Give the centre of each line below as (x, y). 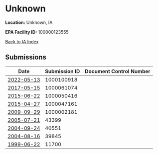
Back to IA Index (22, 41)
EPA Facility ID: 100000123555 (37, 32)
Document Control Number (117, 71)
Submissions (26, 57)
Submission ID (62, 71)
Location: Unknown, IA (29, 22)
